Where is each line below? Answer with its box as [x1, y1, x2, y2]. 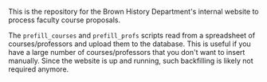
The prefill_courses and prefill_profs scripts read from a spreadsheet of [8, 31, 256, 40]
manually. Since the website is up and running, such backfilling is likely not [8, 56, 253, 65]
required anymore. [8, 64, 69, 74]
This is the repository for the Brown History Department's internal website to [8, 7, 259, 16]
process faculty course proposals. [8, 15, 121, 25]
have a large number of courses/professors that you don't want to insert [8, 48, 245, 57]
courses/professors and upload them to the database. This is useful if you [8, 39, 251, 49]
